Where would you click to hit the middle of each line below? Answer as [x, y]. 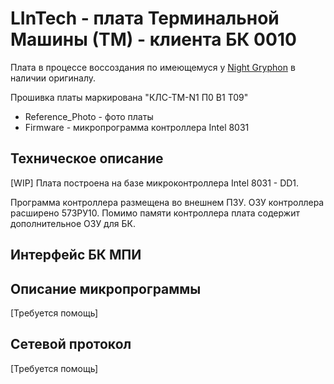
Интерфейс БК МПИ [76, 255]
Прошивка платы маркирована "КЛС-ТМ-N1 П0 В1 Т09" [129, 97]
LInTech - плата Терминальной [145, 18]
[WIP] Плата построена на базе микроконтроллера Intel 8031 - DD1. [155, 183]
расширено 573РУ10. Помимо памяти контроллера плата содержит [155, 213]
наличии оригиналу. [53, 78]
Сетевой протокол [71, 344]
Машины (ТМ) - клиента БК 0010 [153, 39]
